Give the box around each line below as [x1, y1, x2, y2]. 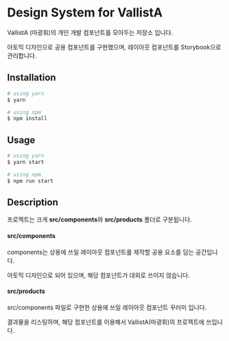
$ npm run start [7, 177, 53, 185]
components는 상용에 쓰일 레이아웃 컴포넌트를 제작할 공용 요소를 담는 [7, 248, 194, 256]
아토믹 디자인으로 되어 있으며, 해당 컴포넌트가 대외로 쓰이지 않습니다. [7, 271, 190, 279]
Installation [7, 72, 56, 84]
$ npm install [7, 115, 48, 122]
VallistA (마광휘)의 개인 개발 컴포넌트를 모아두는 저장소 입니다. [7, 28, 173, 36]
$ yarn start [7, 158, 45, 165]
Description [7, 196, 58, 208]
